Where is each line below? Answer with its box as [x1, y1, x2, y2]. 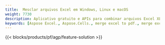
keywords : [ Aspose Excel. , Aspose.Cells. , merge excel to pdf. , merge [5, 21, 153, 26]
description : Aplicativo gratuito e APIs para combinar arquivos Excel [5, 16, 155, 21]
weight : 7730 [5, 12, 32, 17]
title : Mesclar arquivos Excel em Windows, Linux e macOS [5, 7, 129, 12]
